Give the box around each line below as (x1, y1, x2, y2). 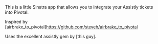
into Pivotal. (5, 9, 29, 15)
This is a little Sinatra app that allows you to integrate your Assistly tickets (5, 4, 153, 10)
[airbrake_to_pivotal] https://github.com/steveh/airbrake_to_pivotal (5, 24, 138, 30)
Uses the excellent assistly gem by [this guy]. (5, 34, 97, 39)
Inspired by (5, 19, 28, 24)
